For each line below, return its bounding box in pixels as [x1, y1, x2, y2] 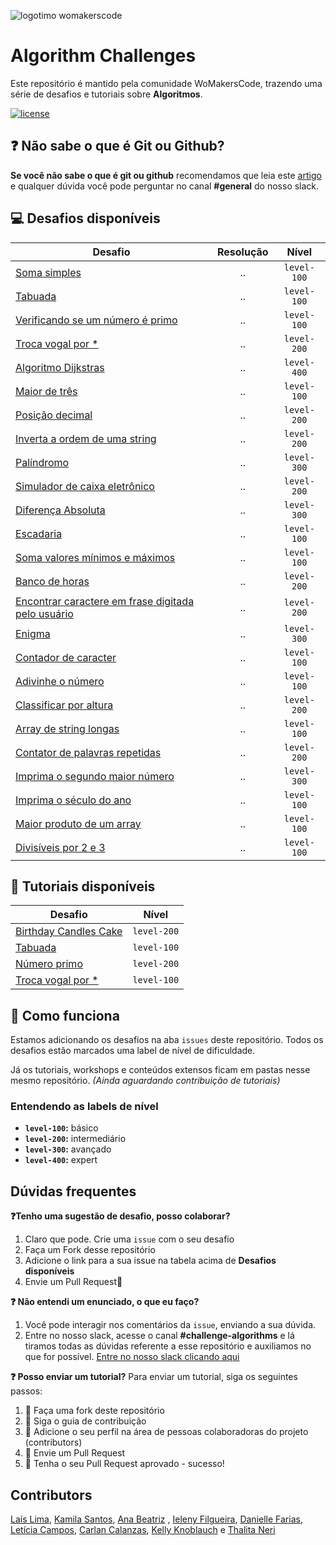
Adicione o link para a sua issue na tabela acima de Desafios [24, 1255, 277, 1267]
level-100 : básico [24, 1122, 99, 1134]
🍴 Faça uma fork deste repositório [24, 1405, 165, 1417]
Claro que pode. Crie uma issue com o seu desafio [24, 1233, 235, 1245]
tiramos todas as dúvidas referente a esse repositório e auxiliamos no [24, 1340, 312, 1352]
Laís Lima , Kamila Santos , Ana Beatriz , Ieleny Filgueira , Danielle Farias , [10, 1513, 303, 1525]
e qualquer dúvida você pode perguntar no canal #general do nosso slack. [10, 180, 320, 192]
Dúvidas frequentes [10, 1183, 137, 1200]
